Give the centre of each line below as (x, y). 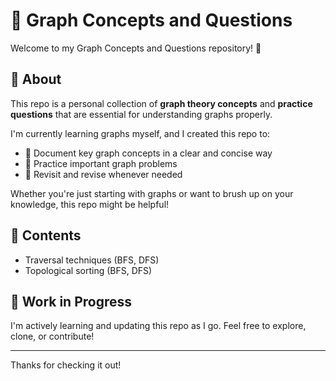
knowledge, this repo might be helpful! (90, 204)
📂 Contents (46, 235)
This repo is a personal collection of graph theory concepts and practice (161, 103)
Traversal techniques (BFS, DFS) (92, 260)
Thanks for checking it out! (66, 365)
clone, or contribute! (52, 336)
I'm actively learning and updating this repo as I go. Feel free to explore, (158, 326)
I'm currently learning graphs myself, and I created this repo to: (140, 133)
